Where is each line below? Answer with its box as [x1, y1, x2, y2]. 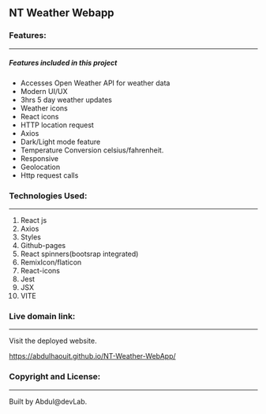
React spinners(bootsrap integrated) [20, 249, 139, 258]
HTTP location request [20, 120, 94, 130]
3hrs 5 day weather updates [20, 95, 113, 104]
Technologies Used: [9, 190, 88, 201]
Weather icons [20, 103, 68, 113]
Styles [20, 232, 42, 242]
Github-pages [20, 240, 66, 250]
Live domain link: [9, 310, 76, 322]
